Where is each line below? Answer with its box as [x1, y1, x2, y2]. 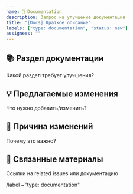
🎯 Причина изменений [6, 121, 93, 131]
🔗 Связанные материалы [6, 154, 103, 164]
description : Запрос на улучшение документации [6, 14, 126, 20]
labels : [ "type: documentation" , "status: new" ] [6, 25, 128, 31]
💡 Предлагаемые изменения [6, 89, 118, 99]
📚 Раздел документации [6, 53, 104, 63]
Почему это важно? [6, 137, 56, 144]
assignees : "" [6, 31, 41, 37]
